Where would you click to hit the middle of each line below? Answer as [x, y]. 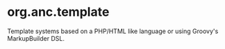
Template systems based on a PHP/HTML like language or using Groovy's [113, 31]
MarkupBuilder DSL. [36, 38]
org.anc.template [58, 12]
